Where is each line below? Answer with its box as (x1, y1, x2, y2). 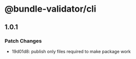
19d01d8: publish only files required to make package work (11, 48, 131, 54)
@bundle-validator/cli (4, 3, 97, 15)
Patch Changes (4, 38, 42, 44)
